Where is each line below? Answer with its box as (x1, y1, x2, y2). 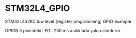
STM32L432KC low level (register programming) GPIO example (5, 19, 132, 24)
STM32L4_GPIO (5, 3, 70, 14)
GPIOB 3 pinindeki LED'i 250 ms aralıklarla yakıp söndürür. (5, 28, 121, 33)
